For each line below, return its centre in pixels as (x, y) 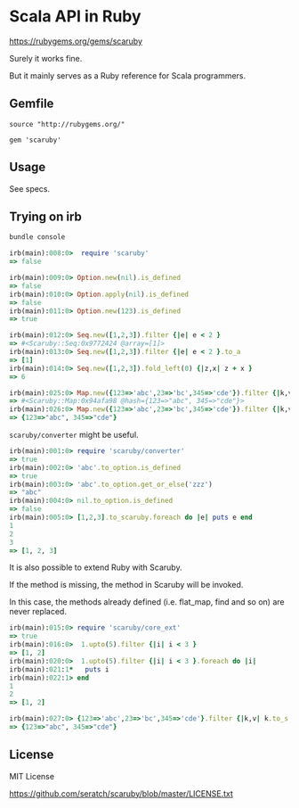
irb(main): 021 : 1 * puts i (59, 669)
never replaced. (38, 612)
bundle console (37, 237)
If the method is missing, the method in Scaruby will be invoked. (126, 585)
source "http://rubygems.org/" (67, 124)
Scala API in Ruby (75, 16)
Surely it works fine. (46, 58)
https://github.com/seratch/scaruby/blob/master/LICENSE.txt (121, 793)
